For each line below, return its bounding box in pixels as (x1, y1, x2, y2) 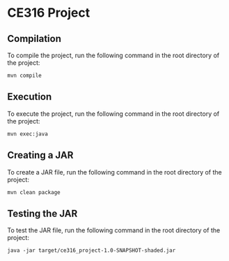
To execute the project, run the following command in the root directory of (7, 110, 220, 118)
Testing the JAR (7, 208, 78, 220)
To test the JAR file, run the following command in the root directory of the (7, 226, 221, 234)
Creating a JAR (7, 149, 74, 161)
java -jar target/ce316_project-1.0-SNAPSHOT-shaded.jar (7, 247, 176, 254)
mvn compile (7, 72, 42, 79)
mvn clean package (7, 188, 61, 196)
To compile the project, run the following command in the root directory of (7, 51, 220, 59)
